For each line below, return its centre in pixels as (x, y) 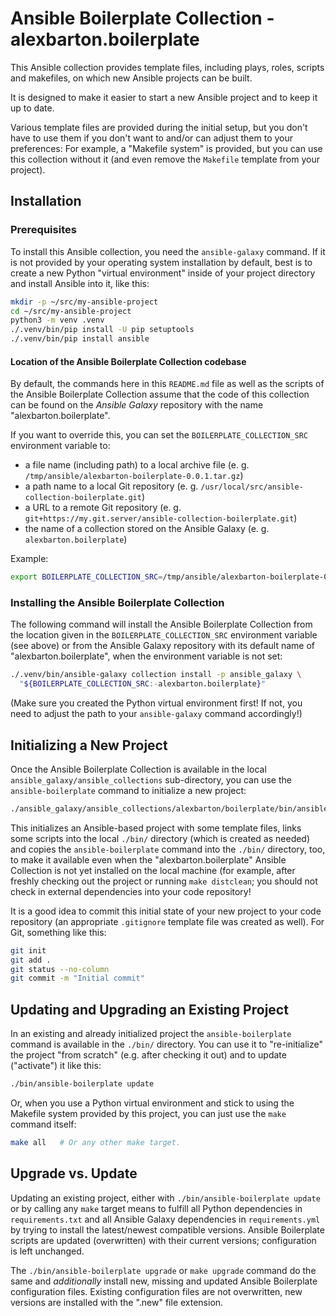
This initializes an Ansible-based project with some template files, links (156, 828)
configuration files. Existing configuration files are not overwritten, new (156, 1291)
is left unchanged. (47, 1251)
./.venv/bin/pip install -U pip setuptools (102, 330)
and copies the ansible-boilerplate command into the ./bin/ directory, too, (168, 849)
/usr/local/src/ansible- (252, 487)
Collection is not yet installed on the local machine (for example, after (153, 870)
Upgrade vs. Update (74, 1173)
